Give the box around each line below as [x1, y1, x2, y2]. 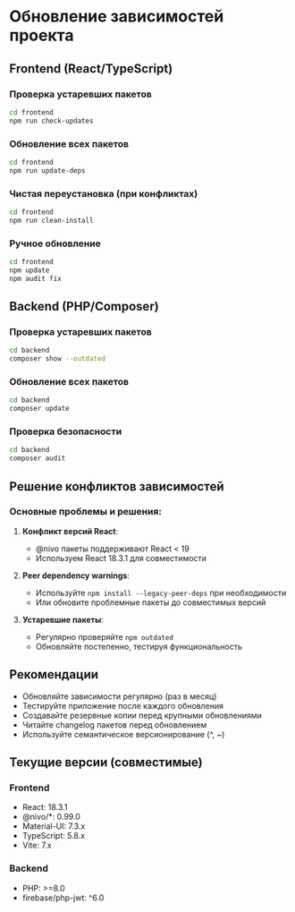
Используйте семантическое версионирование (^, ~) [21, 729, 225, 739]
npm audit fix [9, 274, 63, 283]
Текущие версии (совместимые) [9, 754, 203, 771]
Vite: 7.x [21, 840, 52, 851]
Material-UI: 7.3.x [21, 821, 86, 831]
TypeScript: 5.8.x [21, 831, 86, 841]
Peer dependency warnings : [21, 570, 130, 581]
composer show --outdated [9, 354, 105, 363]
